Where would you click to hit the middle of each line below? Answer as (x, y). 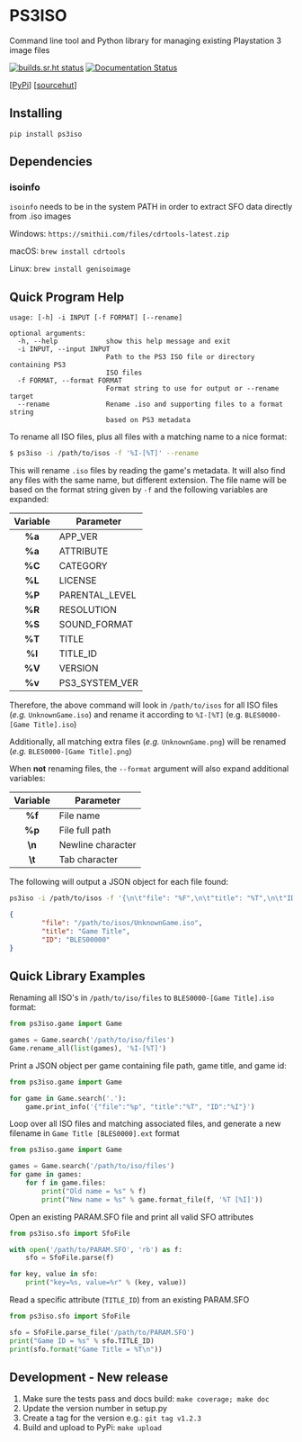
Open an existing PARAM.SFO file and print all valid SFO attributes (132, 1217)
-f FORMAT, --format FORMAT (70, 381)
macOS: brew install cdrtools (67, 251)
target (22, 397)
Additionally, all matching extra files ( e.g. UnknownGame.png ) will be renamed (148, 742)
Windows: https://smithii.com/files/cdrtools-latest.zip (120, 234)
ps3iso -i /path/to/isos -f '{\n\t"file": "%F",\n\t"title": (126, 898)
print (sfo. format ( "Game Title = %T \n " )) (86, 1349)
